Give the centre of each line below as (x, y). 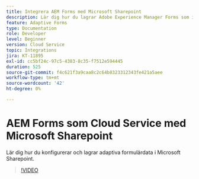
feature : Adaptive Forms (37, 23)
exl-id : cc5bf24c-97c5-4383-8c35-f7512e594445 (65, 61)
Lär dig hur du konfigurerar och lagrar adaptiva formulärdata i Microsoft (93, 152)
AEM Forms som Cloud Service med (96, 124)
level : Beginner (26, 39)
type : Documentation (32, 28)
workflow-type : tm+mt (33, 78)
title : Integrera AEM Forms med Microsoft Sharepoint (74, 12)
